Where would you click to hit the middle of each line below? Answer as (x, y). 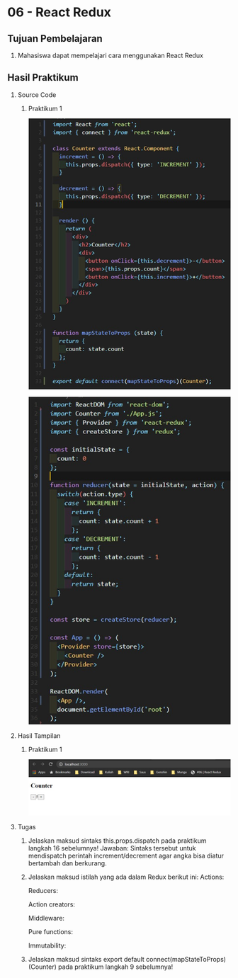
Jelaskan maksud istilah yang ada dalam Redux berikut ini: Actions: (126, 877)
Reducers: (43, 891)
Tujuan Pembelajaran (55, 39)
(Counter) (42, 967)
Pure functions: (50, 932)
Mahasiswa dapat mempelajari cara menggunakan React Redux (110, 55)
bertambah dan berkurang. (68, 863)
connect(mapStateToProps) (186, 960)
